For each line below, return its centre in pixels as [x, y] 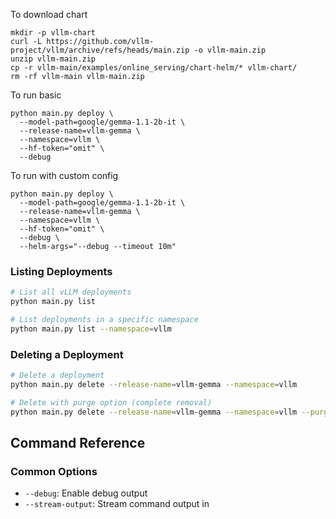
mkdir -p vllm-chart [53, 33]
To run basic [36, 95]
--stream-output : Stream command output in [117, 504]
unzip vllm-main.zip [53, 59]
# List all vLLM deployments [71, 292]
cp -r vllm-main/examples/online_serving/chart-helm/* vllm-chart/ [154, 68]
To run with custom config [64, 175]
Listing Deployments [61, 271]
